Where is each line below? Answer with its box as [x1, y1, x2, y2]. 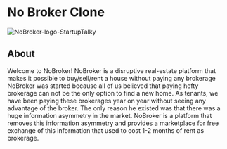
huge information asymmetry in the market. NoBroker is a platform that [7, 111, 212, 119]
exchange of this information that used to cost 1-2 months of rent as [7, 126, 205, 134]
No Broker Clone [7, 4, 105, 20]
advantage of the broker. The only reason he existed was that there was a [7, 103, 221, 112]
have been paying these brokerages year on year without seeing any [7, 96, 206, 105]
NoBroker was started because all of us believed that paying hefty [7, 82, 199, 90]
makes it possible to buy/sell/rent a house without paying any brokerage [7, 74, 216, 82]
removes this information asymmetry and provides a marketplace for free [7, 119, 219, 127]
